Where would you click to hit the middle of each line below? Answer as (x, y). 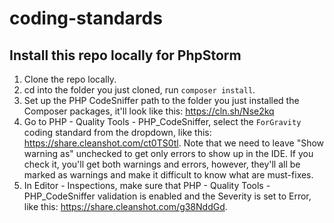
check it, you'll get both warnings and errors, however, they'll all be (162, 164)
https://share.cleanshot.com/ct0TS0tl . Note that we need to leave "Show (174, 143)
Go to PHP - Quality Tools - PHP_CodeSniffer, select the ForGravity (162, 121)
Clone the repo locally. (70, 79)
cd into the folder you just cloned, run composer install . (139, 90)
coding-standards (86, 18)
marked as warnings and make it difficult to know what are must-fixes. (168, 175)
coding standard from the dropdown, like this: (117, 132)
